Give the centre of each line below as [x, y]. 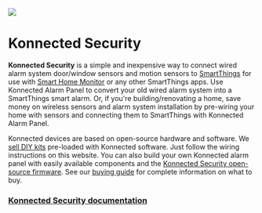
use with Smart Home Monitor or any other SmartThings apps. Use [116, 81]
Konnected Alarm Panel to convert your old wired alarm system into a [120, 90]
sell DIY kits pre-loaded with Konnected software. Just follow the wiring [124, 146]
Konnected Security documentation [78, 200]
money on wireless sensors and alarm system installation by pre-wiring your [131, 106]
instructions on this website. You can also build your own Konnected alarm [129, 155]
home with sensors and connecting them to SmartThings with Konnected [126, 115]
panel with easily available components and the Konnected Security [118, 163]
